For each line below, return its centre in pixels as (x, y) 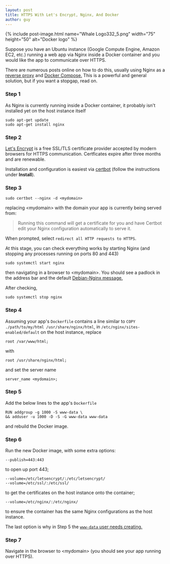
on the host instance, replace (71, 332)
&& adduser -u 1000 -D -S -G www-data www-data (57, 416)
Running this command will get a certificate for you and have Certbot (90, 223)
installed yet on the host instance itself (46, 111)
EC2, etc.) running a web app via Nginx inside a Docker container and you (82, 55)
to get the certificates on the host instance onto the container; (70, 493)
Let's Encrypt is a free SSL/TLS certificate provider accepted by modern (81, 148)
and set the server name (31, 370)
